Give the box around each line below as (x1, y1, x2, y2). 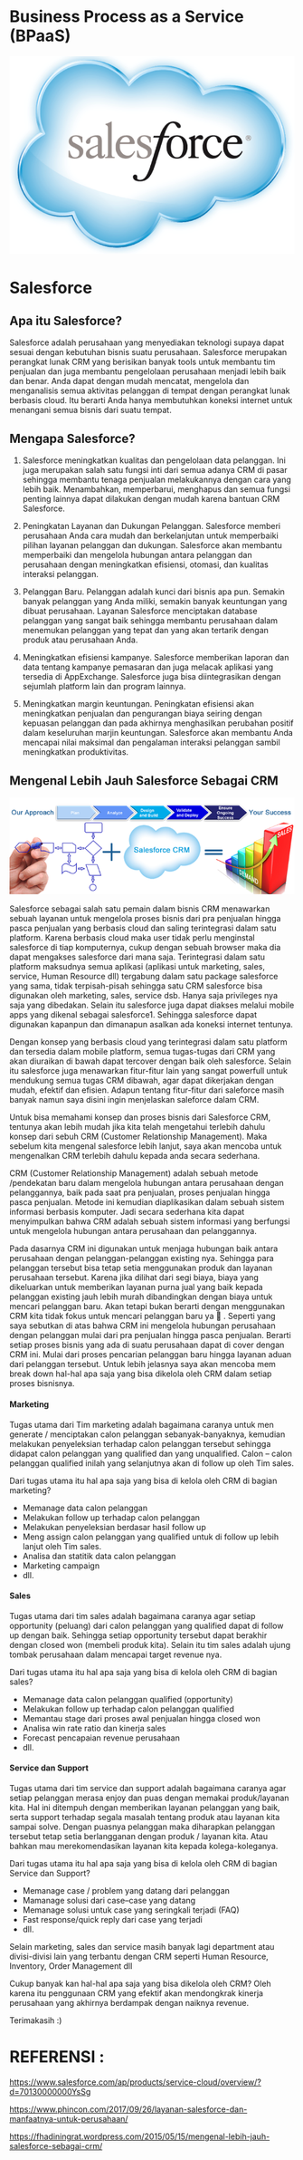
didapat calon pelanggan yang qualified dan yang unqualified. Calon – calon (9, 1448, 292, 1459)
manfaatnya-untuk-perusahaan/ (9, 2113, 128, 2124)
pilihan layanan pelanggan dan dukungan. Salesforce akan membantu (22, 540, 282, 551)
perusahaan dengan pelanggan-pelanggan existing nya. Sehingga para (9, 1253, 274, 1264)
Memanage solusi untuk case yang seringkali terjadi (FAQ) (22, 1904, 240, 1915)
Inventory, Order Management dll (9, 1960, 133, 1972)
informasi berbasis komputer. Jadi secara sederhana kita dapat (9, 1207, 245, 1218)
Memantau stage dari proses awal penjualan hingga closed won (22, 1712, 260, 1723)
